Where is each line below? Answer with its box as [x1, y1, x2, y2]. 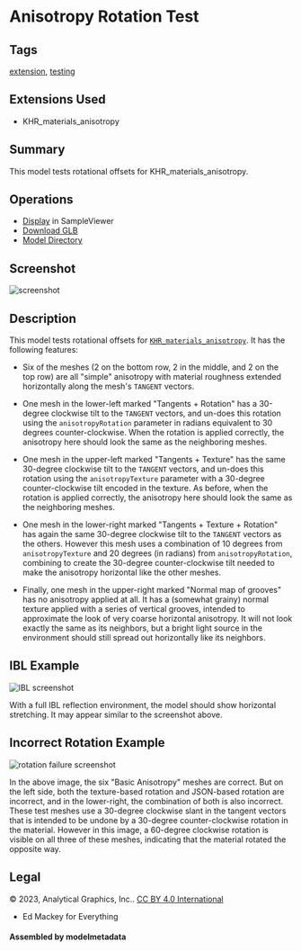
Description [9, 310, 76, 326]
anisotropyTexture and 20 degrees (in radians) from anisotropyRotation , [22, 548, 293, 559]
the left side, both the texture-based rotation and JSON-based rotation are [9, 785, 285, 797]
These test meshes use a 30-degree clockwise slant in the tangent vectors [9, 805, 287, 816]
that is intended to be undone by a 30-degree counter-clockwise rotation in [9, 814, 289, 825]
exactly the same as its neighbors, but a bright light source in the [22, 623, 263, 633]
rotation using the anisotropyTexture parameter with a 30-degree [22, 473, 265, 484]
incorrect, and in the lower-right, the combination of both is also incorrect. [9, 795, 284, 806]
